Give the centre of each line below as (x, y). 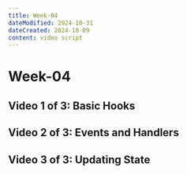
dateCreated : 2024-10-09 (49, 30)
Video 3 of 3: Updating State (79, 159)
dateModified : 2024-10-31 (50, 23)
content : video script (45, 38)
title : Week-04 (33, 15)
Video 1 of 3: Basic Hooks (72, 106)
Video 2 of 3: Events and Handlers (93, 132)
